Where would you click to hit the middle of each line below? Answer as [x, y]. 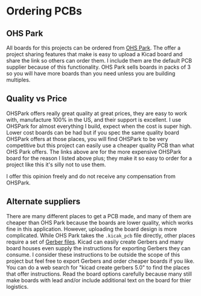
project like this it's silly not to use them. [56, 165]
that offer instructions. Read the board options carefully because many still [99, 274]
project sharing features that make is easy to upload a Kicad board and [94, 54]
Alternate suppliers [43, 202]
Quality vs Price [37, 99]
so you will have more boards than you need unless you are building [91, 73]
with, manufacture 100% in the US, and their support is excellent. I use [94, 119]
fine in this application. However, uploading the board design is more [92, 229]
